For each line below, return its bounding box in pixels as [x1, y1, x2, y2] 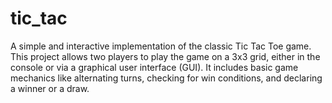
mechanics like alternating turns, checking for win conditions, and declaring [10, 72, 323, 84]
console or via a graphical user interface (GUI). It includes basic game [10, 61, 299, 73]
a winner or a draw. [10, 82, 90, 94]
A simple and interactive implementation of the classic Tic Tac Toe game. [10, 40, 312, 52]
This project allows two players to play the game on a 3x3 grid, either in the [10, 50, 321, 62]
